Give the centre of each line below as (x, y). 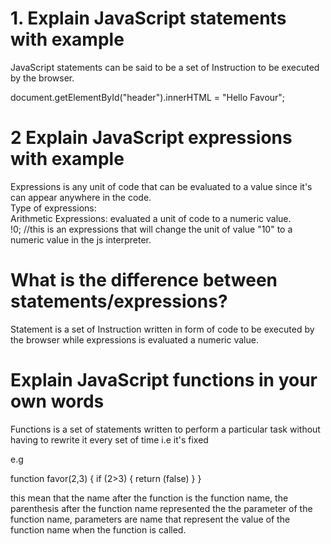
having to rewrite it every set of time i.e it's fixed (109, 439)
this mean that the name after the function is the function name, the (149, 498)
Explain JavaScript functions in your (164, 380)
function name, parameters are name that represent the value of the (150, 519)
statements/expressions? (119, 301)
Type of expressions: (53, 208)
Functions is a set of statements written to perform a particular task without (165, 429)
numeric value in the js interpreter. (81, 239)
